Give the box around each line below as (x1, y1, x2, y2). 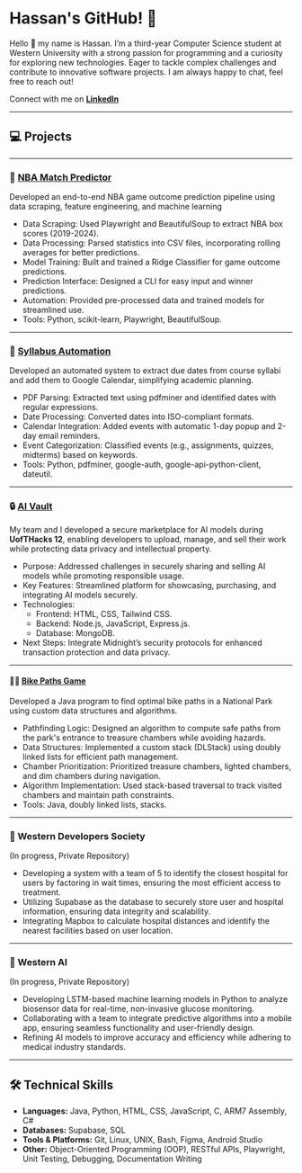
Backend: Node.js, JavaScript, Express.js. (35, 618, 191, 629)
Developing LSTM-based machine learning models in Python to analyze (22, 994, 289, 1005)
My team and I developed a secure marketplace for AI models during (9, 524, 263, 534)
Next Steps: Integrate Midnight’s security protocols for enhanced (22, 637, 262, 648)
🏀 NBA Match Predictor (9, 171, 112, 184)
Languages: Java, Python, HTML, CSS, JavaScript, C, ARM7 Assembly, (22, 1106, 288, 1116)
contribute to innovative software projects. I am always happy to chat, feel (9, 67, 283, 77)
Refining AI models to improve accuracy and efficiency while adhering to (22, 1032, 292, 1043)
